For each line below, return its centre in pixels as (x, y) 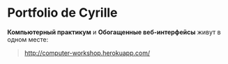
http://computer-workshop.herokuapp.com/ (87, 53)
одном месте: (28, 39)
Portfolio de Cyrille (62, 13)
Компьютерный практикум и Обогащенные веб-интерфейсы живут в (114, 32)
